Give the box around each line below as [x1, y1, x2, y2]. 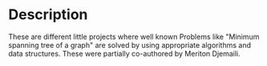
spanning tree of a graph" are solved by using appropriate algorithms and [8, 40, 251, 49]
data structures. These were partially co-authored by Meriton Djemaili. [8, 49, 241, 58]
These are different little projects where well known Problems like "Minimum [8, 32, 260, 41]
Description [8, 6, 88, 24]
